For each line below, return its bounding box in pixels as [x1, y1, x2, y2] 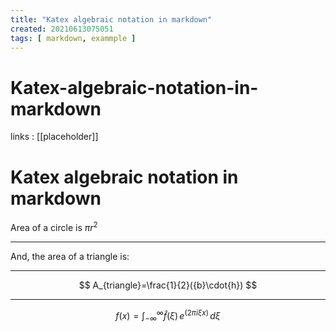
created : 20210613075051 [10, 24, 114, 34]
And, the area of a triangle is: [10, 250, 130, 262]
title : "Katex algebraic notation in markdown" [10, 14, 213, 25]
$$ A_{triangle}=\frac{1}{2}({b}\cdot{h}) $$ [78, 279, 258, 291]
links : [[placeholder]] [10, 131, 99, 143]
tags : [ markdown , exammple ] [10, 33, 137, 43]
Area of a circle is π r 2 [10, 220, 98, 233]
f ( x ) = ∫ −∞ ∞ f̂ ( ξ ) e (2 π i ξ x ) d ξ [115, 307, 221, 324]
